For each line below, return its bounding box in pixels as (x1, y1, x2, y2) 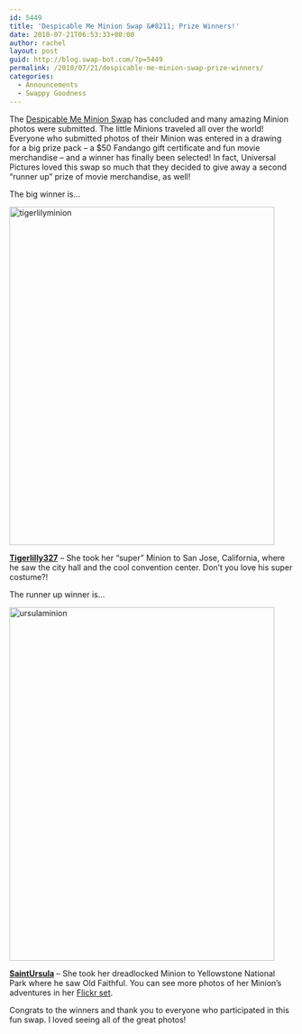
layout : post (9, 47, 59, 56)
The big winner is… (9, 189, 81, 199)
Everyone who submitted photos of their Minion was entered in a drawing (9, 133, 282, 143)
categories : (9, 72, 54, 81)
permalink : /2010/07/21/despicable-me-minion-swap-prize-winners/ (9, 64, 264, 73)
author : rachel (9, 38, 67, 48)
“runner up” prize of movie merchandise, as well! (9, 171, 191, 181)
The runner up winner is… (9, 588, 105, 600)
